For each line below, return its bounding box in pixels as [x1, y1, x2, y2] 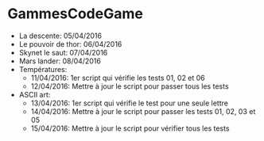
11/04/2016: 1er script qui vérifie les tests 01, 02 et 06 [30, 73, 206, 82]
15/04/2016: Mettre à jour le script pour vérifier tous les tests [30, 124, 230, 133]
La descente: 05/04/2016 [18, 31, 103, 40]
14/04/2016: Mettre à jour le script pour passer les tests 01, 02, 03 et [30, 106, 256, 116]
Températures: [18, 64, 68, 74]
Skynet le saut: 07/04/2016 [18, 48, 108, 57]
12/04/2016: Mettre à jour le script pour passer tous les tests [30, 81, 229, 91]
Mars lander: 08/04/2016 [18, 56, 101, 66]
